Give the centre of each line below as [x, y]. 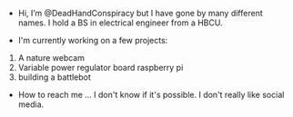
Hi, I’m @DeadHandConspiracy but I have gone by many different [140, 13]
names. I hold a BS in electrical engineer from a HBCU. [120, 23]
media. [31, 104]
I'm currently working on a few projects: [93, 40]
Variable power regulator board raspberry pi [101, 68]
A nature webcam [51, 58]
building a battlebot [54, 77]
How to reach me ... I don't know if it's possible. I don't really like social [151, 95]
